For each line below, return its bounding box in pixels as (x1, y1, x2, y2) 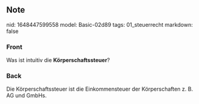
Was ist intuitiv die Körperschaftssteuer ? (6, 57, 111, 64)
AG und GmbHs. (6, 92, 47, 99)
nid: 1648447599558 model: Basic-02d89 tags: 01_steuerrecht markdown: (6, 21, 193, 28)
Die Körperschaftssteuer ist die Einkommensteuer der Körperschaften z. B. (6, 85, 194, 93)
